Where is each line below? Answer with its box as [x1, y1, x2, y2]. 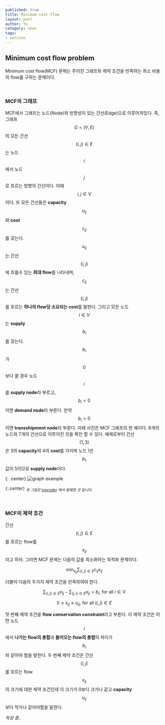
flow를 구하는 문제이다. [10, 74, 56, 80]
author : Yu [5, 21, 28, 27]
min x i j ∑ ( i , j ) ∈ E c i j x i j [66, 566, 103, 574]
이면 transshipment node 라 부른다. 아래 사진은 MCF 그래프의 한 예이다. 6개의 [5, 425, 159, 431]
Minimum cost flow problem [5, 54, 95, 63]
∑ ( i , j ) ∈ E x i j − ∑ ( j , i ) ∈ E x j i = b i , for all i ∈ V [43, 589, 126, 596]
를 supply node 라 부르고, [5, 389, 56, 395]
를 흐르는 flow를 [5, 539, 37, 545]
